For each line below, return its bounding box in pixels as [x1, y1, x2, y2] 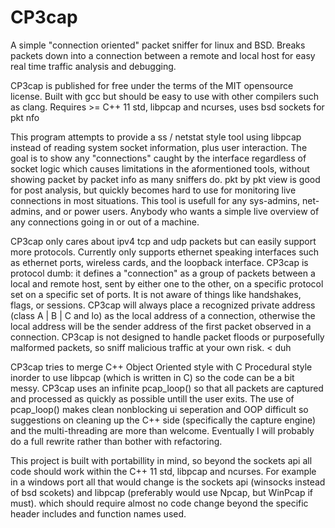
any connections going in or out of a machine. [10, 216, 200, 228]
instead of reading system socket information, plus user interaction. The [10, 141, 308, 153]
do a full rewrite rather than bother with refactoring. [10, 435, 223, 447]
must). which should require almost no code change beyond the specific [10, 497, 309, 509]
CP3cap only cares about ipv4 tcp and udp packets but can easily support [10, 235, 317, 247]
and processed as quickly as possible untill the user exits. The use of [10, 392, 295, 405]
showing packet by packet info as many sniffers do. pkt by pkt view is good [10, 173, 321, 185]
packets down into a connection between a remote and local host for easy [10, 49, 316, 61]
